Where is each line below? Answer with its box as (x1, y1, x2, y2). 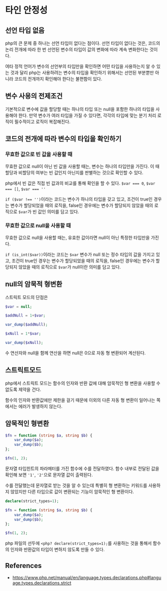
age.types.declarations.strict (12, 580, 71, 586)
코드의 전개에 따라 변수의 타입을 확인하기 (5, 134, 122, 143)
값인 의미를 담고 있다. (37, 208, 79, 214)
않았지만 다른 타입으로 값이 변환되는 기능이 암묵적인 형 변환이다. (10, 488, 134, 494)
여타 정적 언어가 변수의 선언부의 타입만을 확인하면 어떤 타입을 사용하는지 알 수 (5, 63, 156, 69)
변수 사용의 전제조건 (5, 92, 63, 100)
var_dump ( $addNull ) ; (5, 322, 48, 327)
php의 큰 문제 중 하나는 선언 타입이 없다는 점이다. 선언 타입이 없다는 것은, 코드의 (5, 40, 161, 46)
